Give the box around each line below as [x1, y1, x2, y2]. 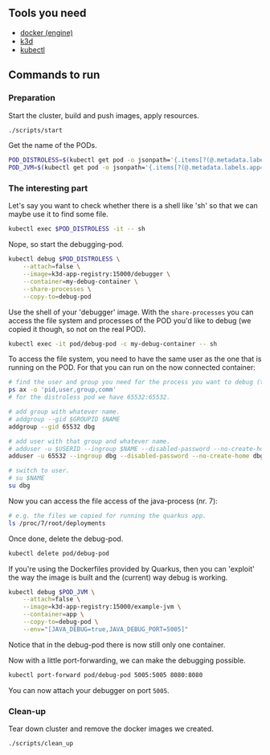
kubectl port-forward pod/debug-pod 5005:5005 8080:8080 [8, 671, 203, 679]
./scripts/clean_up [8, 739, 74, 747]
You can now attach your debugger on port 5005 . [8, 685, 170, 695]
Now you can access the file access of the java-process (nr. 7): [8, 496, 219, 506]
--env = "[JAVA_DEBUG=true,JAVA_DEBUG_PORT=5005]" [22, 625, 189, 634]
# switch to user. [8, 466, 70, 475]
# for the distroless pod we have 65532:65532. [8, 393, 171, 401]
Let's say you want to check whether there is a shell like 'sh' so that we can [8, 201, 259, 211]
